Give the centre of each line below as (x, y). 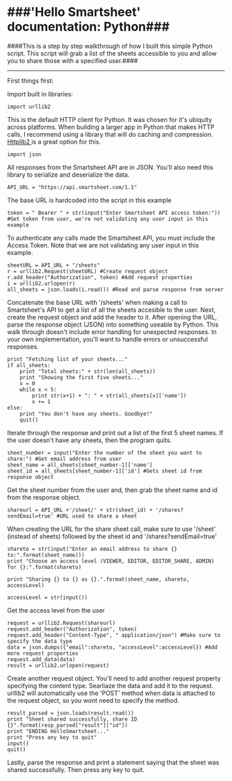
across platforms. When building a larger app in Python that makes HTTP (111, 127)
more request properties (43, 653)
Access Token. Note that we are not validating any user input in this (103, 245)
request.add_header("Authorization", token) (72, 629)
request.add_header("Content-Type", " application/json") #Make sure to (114, 635)
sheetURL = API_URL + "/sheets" (54, 265)
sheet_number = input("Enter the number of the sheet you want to (105, 453)
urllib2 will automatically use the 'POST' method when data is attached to (111, 693)
